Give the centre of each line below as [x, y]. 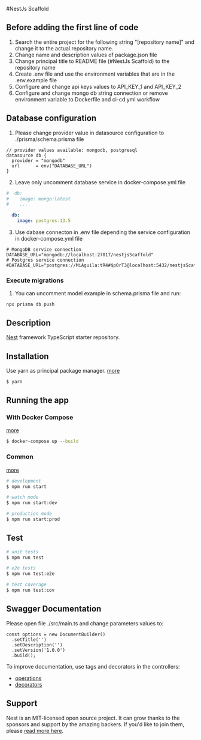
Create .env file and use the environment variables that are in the [95, 74]
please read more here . [35, 730]
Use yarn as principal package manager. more [63, 370]
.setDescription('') [37, 645]
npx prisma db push [31, 305]
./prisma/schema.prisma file [49, 139]
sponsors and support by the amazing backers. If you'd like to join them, [95, 724]
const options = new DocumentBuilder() [56, 634]
